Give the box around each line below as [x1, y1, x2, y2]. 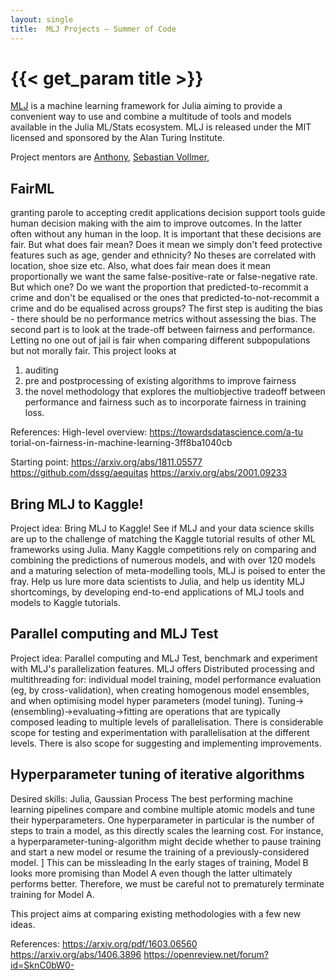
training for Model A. [10, 888, 95, 900]
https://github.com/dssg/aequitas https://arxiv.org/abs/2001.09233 [10, 467, 288, 479]
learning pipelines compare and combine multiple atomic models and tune [10, 803, 316, 815]
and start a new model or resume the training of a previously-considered [10, 846, 310, 858]
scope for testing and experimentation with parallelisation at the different [10, 726, 310, 738]
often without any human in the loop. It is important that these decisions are [10, 228, 322, 240]
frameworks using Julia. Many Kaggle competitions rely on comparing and [10, 544, 317, 556]
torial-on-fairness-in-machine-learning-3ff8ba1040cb [10, 437, 233, 449]
